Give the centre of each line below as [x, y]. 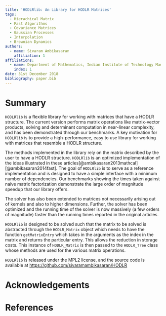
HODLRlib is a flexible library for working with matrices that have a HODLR [80, 117]
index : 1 [23, 70]
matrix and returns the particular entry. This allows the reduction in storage [82, 239]
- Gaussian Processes [32, 33]
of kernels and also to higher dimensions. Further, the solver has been [76, 204]
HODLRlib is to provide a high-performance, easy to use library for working [81, 138]
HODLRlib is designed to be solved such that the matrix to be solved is [76, 224]
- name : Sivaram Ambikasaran [40, 51]
